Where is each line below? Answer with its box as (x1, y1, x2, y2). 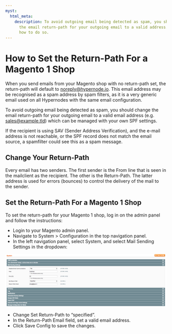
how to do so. (18, 30, 50, 35)
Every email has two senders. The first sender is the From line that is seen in (5, 167, 166, 173)
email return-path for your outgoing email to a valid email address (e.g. (5, 112, 155, 119)
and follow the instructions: (5, 217, 63, 223)
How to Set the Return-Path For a (5, 53, 148, 64)
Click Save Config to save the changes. (12, 323, 96, 329)
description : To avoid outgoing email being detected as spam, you (14, 19, 161, 24)
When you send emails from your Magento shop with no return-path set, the (5, 81, 166, 87)
